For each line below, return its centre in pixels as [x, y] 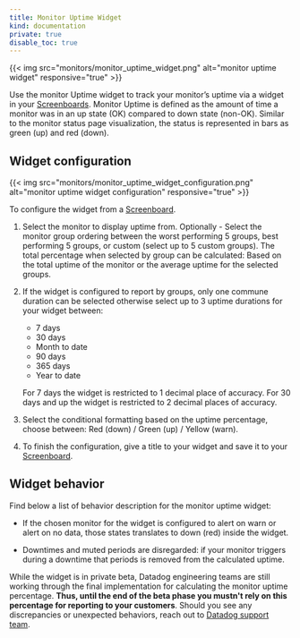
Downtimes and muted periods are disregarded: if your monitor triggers [154, 549]
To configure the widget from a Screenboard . [93, 209]
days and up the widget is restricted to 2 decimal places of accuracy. [150, 403]
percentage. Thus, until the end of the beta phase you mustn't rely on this [149, 595]
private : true [36, 34]
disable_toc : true [43, 43]
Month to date [61, 347]
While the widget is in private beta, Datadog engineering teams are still [140, 576]
